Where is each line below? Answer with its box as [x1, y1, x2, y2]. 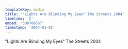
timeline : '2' [5, 16, 34, 21]
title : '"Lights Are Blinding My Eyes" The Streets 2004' [5, 12, 125, 16]
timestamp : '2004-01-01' [5, 25, 55, 30]
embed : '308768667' [5, 20, 45, 26]
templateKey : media [5, 7, 45, 12]
